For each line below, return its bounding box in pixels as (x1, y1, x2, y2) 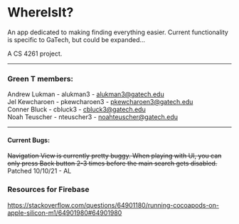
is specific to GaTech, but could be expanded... (7, 35, 146, 44)
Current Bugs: (7, 136, 51, 144)
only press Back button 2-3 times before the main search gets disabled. (7, 159, 218, 168)
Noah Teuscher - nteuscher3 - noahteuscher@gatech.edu (7, 113, 178, 121)
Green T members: (7, 73, 73, 83)
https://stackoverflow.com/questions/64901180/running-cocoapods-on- (7, 200, 219, 209)
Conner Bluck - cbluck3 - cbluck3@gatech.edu (7, 105, 146, 114)
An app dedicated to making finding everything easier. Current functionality (7, 28, 229, 36)
